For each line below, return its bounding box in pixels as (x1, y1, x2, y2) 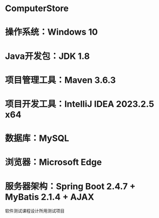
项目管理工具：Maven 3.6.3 (5, 75, 116, 85)
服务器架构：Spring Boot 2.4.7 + (5, 181, 136, 192)
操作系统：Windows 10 (5, 27, 98, 38)
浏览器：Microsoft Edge (5, 157, 102, 168)
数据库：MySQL (5, 133, 69, 144)
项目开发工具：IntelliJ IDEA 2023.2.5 (5, 98, 154, 109)
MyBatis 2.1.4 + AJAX (5, 191, 95, 202)
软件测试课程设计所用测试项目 (5, 208, 64, 214)
